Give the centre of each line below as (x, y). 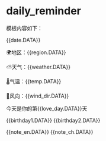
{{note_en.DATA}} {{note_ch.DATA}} (50, 131)
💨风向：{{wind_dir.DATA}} (38, 96)
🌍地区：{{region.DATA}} (36, 52)
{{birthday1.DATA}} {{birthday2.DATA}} (53, 120)
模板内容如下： (24, 28)
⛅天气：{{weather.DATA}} (38, 67)
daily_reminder (44, 11)
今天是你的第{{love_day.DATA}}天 (47, 108)
